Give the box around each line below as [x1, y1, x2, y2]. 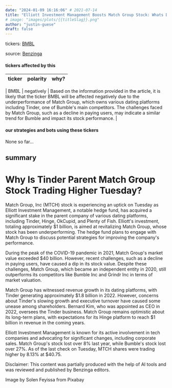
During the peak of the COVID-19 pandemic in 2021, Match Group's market [5, 250, 163, 256]
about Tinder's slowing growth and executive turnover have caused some [5, 298, 161, 304]
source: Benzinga [5, 51, 42, 57]
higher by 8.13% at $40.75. [5, 351, 62, 357]
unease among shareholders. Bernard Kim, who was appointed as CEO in [5, 303, 160, 309]
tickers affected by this [5, 62, 56, 68]
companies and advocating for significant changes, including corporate [5, 335, 156, 341]
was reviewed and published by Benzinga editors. [5, 366, 110, 373]
